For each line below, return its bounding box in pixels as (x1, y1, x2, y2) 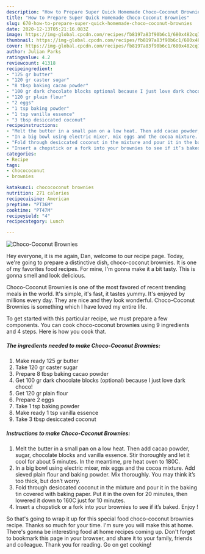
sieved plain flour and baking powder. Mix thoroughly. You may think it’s (15, 471, 196, 478)
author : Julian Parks (6, 49, 62, 55)
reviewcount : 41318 (6, 60, 56, 66)
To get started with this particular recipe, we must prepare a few (6, 315, 168, 322)
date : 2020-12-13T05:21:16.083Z (6, 26, 88, 32)
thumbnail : (6, 37, 34, 43)
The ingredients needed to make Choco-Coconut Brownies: (6, 342, 160, 349)
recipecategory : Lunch (6, 218, 64, 225)
